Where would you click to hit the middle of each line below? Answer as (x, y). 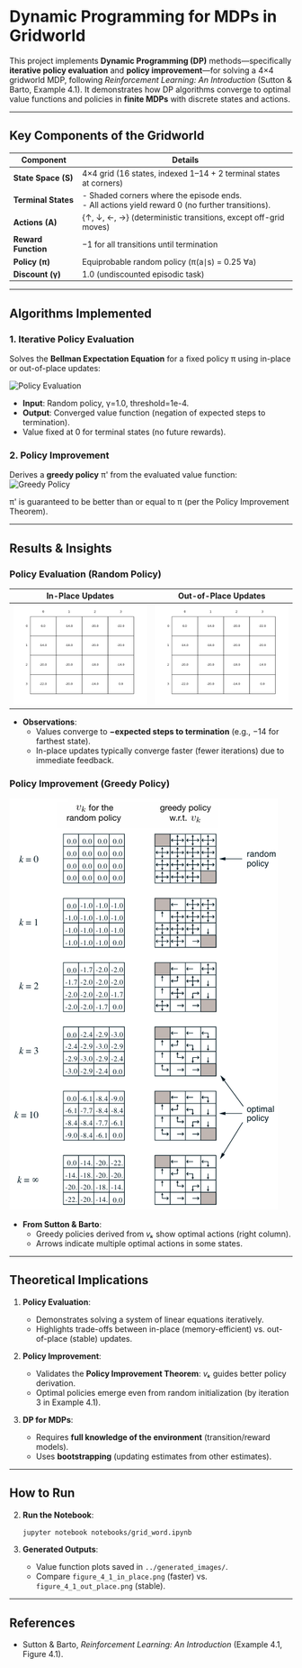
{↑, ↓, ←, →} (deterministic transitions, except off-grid (183, 217)
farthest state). (63, 741)
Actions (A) (35, 222)
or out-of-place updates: (55, 368)
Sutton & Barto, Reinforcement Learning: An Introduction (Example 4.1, (152, 1645)
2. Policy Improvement (59, 455)
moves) (96, 227)
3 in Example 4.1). (68, 1402)
